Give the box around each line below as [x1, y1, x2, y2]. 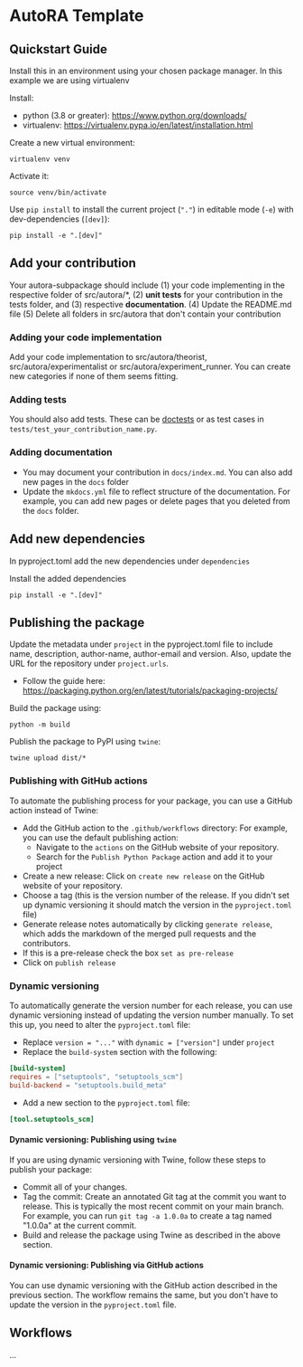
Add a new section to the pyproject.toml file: [22, 1096, 191, 1108]
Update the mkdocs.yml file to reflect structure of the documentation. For [22, 486, 290, 497]
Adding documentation [9, 446, 113, 459]
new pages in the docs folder [22, 476, 129, 487]
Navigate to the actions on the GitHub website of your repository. [35, 841, 280, 852]
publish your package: [9, 1163, 93, 1174]
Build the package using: [9, 703, 102, 714]
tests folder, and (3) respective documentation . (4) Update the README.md [9, 299, 292, 309]
